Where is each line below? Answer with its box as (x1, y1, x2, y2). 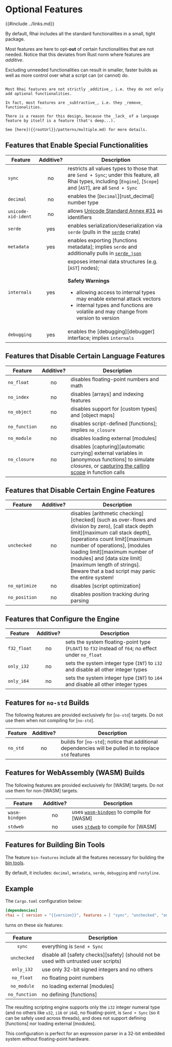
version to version (76, 314, 120, 321)
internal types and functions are (76, 301, 153, 308)
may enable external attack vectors (76, 295, 161, 302)
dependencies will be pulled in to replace (60, 745, 160, 751)
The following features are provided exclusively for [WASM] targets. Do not (5, 782, 164, 788)
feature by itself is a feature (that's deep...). (5, 118, 116, 123)
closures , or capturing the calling (71, 462, 150, 469)
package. (5, 36, 25, 42)
